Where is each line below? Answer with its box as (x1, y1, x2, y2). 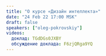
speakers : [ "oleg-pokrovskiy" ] (6, 24, 83, 31)
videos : (6, 30, 25, 36)
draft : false (6, 19, 38, 25)
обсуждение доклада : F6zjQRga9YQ (11, 41, 93, 47)
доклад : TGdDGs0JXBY (11, 36, 61, 41)
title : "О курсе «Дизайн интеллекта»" (6, 8, 101, 15)
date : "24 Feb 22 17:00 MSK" (6, 14, 77, 20)
